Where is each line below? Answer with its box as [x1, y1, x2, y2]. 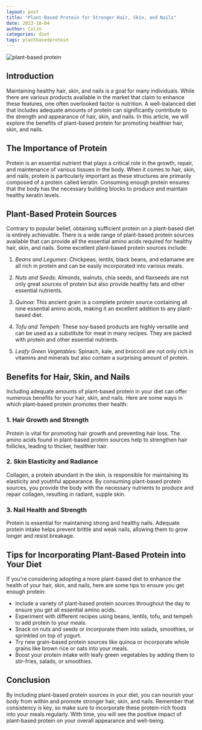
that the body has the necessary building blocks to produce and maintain [6, 185, 188, 192]
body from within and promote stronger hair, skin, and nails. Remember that [6, 697, 194, 705]
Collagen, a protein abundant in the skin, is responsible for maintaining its [6, 471, 189, 478]
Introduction [6, 71, 54, 82]
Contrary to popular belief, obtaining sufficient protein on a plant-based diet [6, 225, 195, 232]
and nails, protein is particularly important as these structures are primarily [6, 172, 192, 179]
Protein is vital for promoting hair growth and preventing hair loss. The [6, 429, 180, 437]
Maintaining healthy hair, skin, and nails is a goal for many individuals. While [6, 87, 195, 94]
